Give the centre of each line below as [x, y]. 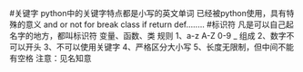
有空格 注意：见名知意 [50, 58]
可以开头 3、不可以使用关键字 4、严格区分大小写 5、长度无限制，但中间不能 [151, 47]
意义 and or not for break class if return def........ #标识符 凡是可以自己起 [159, 24]
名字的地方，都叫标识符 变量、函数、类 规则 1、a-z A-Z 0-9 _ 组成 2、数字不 [152, 36]
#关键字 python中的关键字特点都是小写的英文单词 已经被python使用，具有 [148, 13]
